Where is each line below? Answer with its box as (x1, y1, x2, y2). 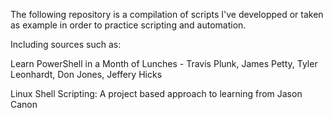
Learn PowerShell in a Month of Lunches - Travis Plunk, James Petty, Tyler (10, 58, 318, 69)
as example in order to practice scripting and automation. (10, 19, 247, 31)
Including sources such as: (10, 39, 122, 50)
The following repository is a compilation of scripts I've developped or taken (10, 9, 324, 20)
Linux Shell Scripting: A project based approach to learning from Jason (10, 88, 303, 99)
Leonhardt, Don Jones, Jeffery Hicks (10, 69, 163, 80)
